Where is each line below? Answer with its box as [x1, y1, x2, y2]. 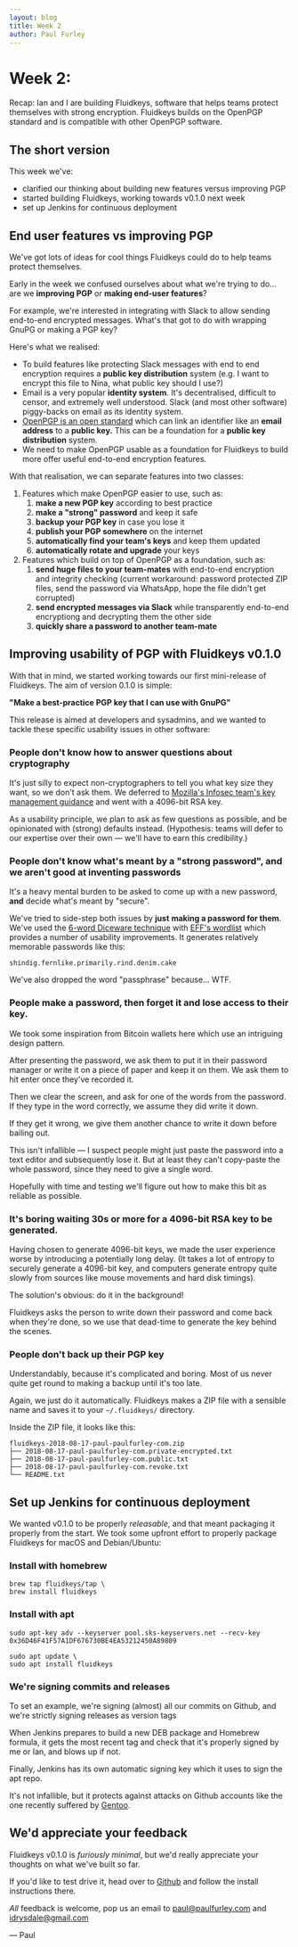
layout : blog [9, 12, 58, 22]
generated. [9, 1224, 59, 1236]
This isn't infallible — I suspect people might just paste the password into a [9, 1144, 284, 1155]
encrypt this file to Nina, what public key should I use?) [21, 377, 224, 388]
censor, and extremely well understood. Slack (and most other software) [21, 396, 287, 407]
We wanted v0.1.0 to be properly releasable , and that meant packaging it [9, 1518, 276, 1530]
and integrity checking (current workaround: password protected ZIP [35, 573, 288, 584]
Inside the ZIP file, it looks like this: [9, 1422, 136, 1432]
